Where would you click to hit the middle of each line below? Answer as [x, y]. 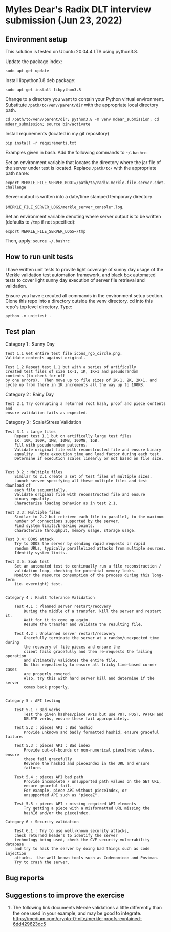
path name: [17, 173]
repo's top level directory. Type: [39, 307]
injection [16, 853]
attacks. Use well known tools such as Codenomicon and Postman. [87, 858]
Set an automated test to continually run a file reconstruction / [88, 566]
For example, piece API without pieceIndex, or [75, 791]
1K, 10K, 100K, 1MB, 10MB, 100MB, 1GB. [57, 440]
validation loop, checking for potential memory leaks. [76, 571]
